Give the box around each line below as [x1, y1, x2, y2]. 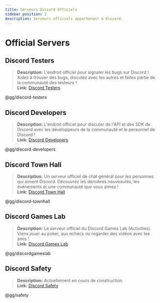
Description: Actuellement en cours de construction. [17, 277, 123, 283]
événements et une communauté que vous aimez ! [17, 184, 119, 189]
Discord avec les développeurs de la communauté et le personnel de [17, 127, 155, 133]
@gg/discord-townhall [5, 198, 50, 204]
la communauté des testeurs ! [17, 80, 77, 86]
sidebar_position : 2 [5, 12, 47, 17]
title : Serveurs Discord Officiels [5, 7, 78, 12]
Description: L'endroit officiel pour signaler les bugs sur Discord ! [17, 69, 149, 76]
